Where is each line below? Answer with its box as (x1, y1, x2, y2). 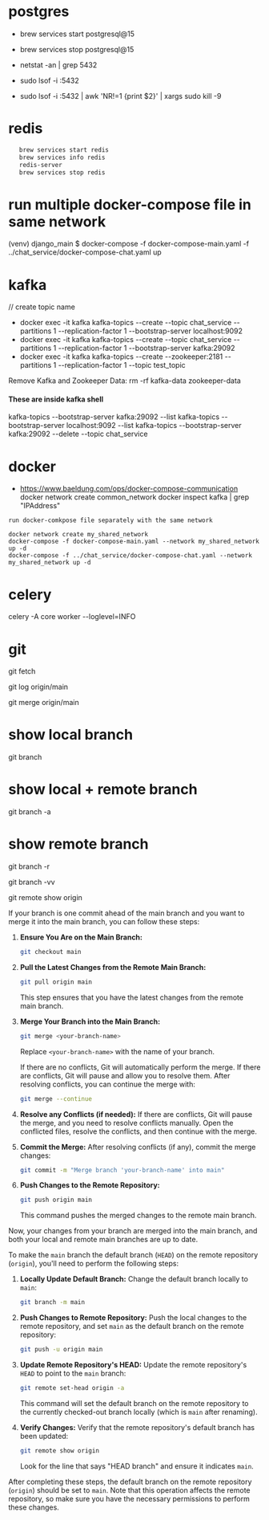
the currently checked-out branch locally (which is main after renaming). (19, 1407, 258, 1416)
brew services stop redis (18, 168, 106, 177)
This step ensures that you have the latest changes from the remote (19, 992, 244, 1002)
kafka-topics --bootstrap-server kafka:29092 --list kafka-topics (8, 412, 220, 422)
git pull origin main (19, 978, 92, 986)
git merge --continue (19, 1094, 92, 1102)
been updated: (19, 1431, 69, 1441)
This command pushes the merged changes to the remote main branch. (19, 1211, 257, 1220)
